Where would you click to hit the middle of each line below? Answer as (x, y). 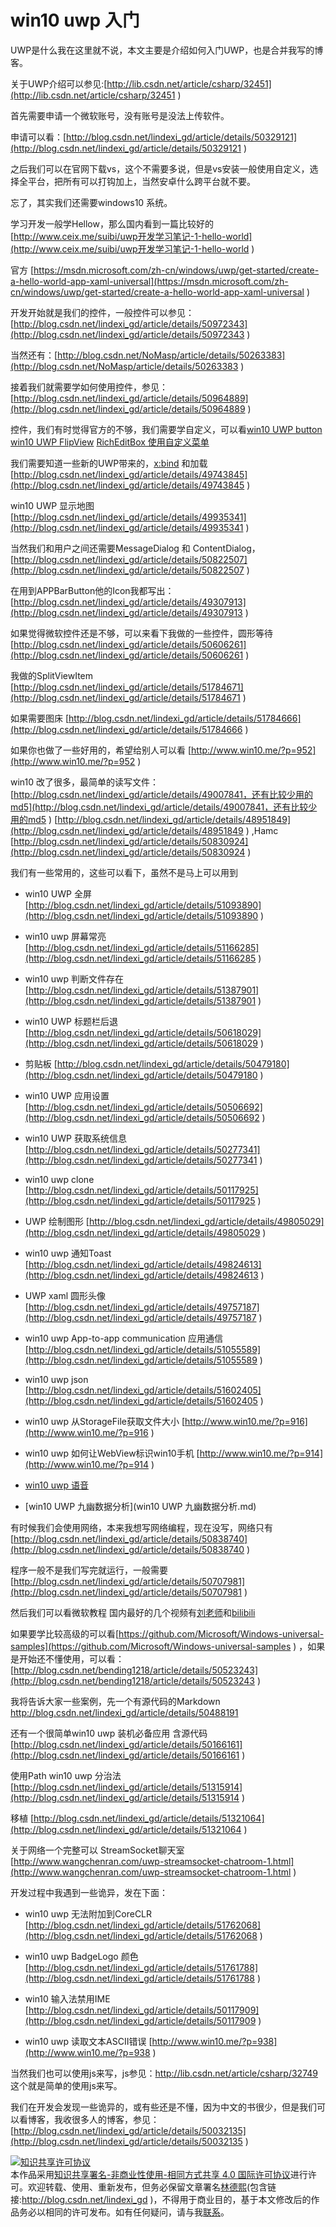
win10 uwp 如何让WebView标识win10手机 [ (112, 1453)
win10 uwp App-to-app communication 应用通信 (123, 1338)
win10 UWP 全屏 (58, 893)
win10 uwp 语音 (57, 1485)
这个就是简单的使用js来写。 (66, 2085)
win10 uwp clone (59, 1179)
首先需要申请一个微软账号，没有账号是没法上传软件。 (120, 115)
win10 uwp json (56, 1379)
